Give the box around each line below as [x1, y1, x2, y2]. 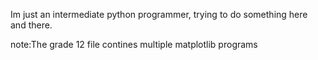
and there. [10, 19, 53, 31]
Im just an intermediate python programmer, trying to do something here [10, 9, 308, 20]
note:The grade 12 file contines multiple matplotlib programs [10, 39, 258, 50]
